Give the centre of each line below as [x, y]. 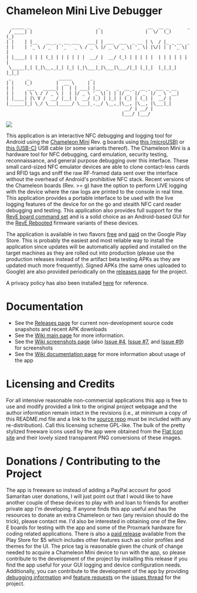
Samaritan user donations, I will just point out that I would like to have [90, 496]
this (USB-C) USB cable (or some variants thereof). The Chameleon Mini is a [98, 148]
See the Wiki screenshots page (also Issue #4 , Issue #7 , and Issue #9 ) [99, 341]
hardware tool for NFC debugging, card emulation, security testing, [87, 154]
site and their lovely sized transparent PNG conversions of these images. [94, 438]
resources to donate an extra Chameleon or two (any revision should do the [97, 515]
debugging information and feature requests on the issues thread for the [94, 577]
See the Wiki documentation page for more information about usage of [100, 354]
